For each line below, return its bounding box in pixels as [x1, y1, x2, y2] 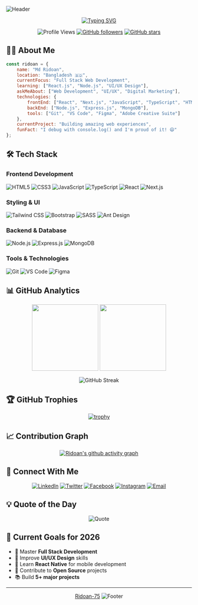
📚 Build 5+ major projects [14, 573, 80, 580]
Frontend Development [6, 170, 74, 178]
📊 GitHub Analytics [6, 286, 80, 296]
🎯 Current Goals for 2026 [6, 532, 100, 542]
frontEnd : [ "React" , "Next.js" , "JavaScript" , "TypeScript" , [27, 99, 181, 106]
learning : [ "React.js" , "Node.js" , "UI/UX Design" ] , [16, 83, 149, 89]
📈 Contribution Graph [6, 431, 88, 441]
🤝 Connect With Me [6, 466, 79, 477]
